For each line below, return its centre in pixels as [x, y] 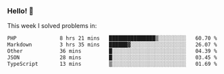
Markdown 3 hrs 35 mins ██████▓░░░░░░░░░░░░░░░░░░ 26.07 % [112, 45]
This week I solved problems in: [52, 26]
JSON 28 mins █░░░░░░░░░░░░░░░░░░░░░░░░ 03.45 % [112, 58]
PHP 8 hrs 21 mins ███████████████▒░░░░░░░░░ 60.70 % [112, 38]
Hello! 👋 [21, 11]
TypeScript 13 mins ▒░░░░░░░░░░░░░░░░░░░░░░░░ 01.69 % [112, 64]
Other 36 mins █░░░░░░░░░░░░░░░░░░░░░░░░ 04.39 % [112, 51]
